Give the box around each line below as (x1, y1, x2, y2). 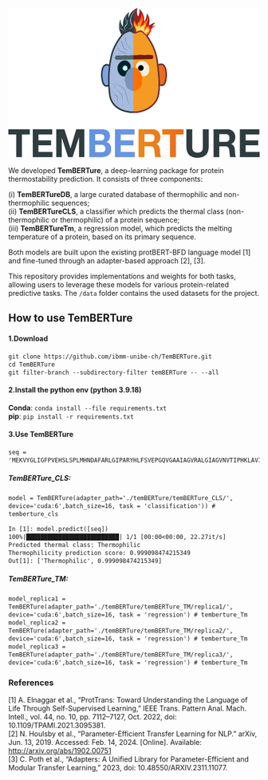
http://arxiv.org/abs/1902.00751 (8, 746, 112, 756)
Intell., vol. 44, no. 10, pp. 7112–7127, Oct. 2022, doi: (8, 712, 177, 722)
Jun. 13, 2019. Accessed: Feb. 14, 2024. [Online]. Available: (8, 738, 202, 747)
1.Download (8, 333, 49, 343)
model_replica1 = (8, 594, 66, 603)
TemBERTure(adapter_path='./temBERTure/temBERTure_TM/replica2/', (8, 626, 234, 635)
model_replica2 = (8, 618, 66, 627)
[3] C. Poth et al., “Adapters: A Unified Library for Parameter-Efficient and (8, 754, 250, 764)
